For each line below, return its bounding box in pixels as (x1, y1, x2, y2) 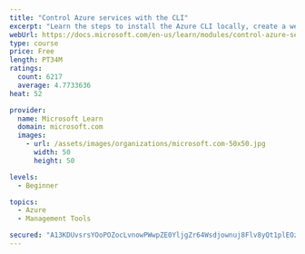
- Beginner (17, 181, 59, 190)
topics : (9, 197, 39, 207)
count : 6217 (17, 73, 64, 82)
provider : (9, 105, 47, 114)
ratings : (9, 64, 43, 73)
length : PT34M (9, 55, 64, 64)
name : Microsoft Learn (17, 114, 103, 123)
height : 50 (33, 156, 75, 165)
